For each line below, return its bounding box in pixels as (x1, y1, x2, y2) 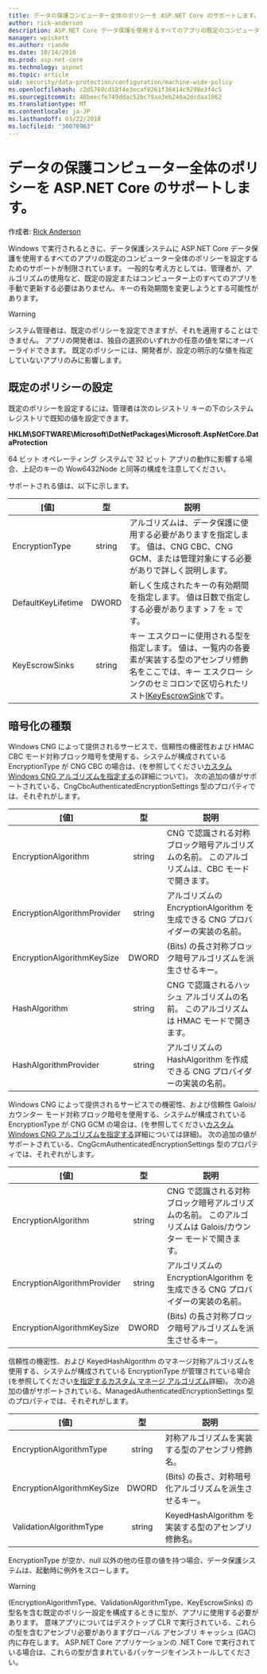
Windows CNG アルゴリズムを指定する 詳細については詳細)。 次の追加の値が (8, 1130, 257, 1139)
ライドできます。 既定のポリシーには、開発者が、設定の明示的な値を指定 (14, 345, 253, 354)
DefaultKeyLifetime (12, 597, 83, 608)
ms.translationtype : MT (8, 100, 87, 108)
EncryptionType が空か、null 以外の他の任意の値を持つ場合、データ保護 (8, 1556, 242, 1565)
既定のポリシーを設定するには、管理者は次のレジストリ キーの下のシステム (8, 403, 254, 413)
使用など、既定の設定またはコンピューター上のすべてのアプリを (49, 273, 258, 283)
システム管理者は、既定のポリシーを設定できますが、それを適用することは (8, 325, 252, 334)
